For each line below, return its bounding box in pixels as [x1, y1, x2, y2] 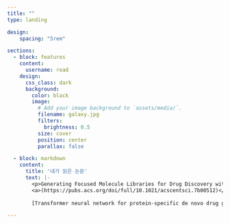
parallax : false [37, 143, 84, 150]
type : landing [7, 16, 48, 23]
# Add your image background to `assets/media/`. [37, 105, 183, 112]
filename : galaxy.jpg [37, 111, 99, 118]
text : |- [25, 174, 51, 181]
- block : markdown [13, 155, 66, 162]
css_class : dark [25, 79, 72, 86]
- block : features [13, 54, 66, 61]
